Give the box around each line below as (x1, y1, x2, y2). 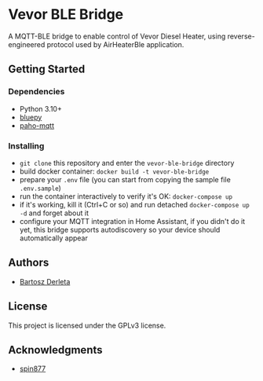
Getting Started (8, 63, 86, 76)
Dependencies (8, 86, 65, 97)
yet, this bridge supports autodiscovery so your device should (19, 225, 221, 234)
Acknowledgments (8, 343, 104, 357)
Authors (8, 256, 49, 269)
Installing (8, 140, 45, 151)
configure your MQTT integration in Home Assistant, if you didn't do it (19, 216, 246, 225)
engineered (8, 39, 46, 49)
